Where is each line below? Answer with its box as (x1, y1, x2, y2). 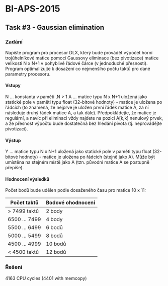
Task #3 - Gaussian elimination (5, 23, 105, 32)
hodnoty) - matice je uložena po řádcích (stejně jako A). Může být (19, 154, 155, 160)
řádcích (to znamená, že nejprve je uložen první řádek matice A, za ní (5, 104, 149, 111)
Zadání (5, 38, 23, 45)
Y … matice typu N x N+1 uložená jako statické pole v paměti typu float (5, 149, 152, 155)
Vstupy (5, 83, 21, 89)
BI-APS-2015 (5, 3, 60, 15)
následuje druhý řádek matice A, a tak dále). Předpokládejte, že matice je (5, 110, 157, 116)
